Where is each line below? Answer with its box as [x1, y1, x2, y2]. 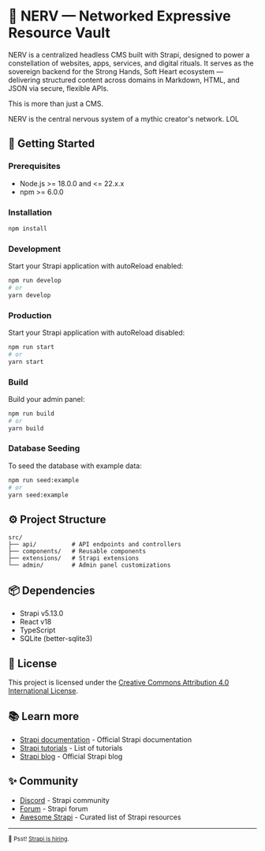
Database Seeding [8, 443, 80, 454]
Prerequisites [8, 161, 61, 172]
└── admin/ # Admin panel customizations [8, 561, 171, 569]
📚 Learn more [8, 710, 80, 723]
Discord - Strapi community [19, 795, 110, 804]
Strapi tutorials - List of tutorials [19, 743, 123, 752]
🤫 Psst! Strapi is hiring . [8, 834, 69, 843]
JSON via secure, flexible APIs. [8, 83, 109, 93]
